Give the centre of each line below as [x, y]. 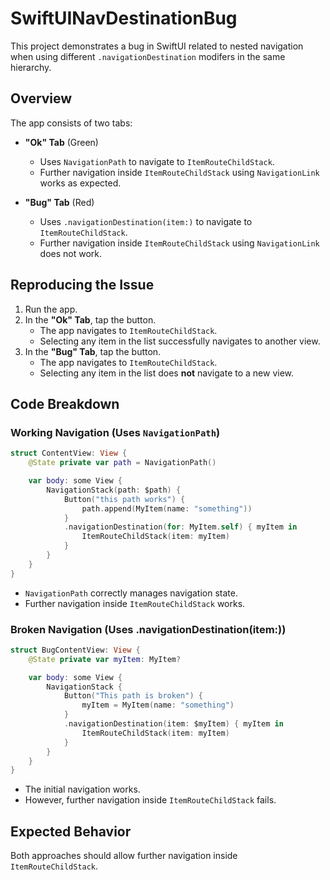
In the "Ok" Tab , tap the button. [90, 319]
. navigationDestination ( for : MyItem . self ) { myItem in [180, 527]
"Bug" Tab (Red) [59, 202]
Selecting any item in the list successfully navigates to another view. [180, 341]
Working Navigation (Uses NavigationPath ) [115, 432]
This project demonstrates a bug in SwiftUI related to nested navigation [157, 46]
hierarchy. [31, 67]
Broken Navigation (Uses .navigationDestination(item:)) [148, 629]
